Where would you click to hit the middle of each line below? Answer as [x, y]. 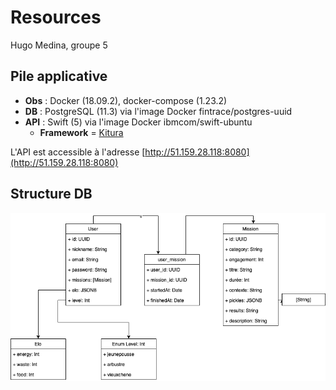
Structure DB [51, 194]
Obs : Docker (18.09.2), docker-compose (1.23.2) [126, 100]
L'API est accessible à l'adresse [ [78, 152]
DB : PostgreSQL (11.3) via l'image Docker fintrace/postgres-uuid [158, 111]
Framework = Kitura [81, 132]
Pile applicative [59, 76]
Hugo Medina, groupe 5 [59, 45]
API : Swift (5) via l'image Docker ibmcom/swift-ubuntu [138, 122]
